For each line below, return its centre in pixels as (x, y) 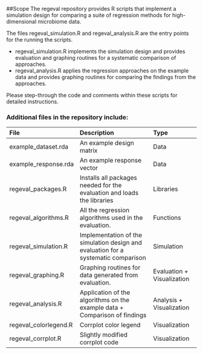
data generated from (109, 275)
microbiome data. (60, 21)
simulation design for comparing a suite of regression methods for (89, 15)
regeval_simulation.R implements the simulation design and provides (100, 51)
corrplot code (99, 343)
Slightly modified (104, 335)
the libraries (96, 201)
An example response (111, 161)
